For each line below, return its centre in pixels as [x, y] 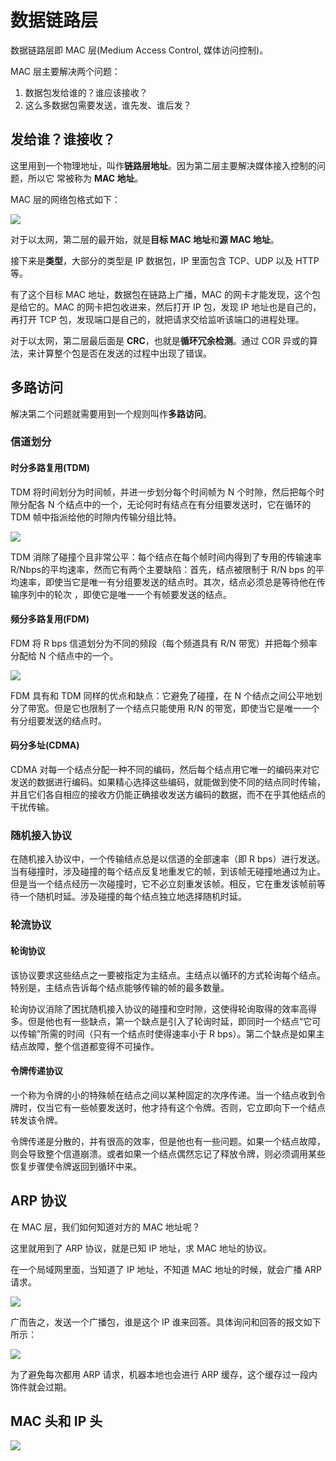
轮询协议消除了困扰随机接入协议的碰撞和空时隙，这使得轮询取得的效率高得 [163, 1008]
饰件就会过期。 [41, 1387]
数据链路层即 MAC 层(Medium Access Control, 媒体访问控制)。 [139, 50]
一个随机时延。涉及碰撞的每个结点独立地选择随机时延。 [132, 897]
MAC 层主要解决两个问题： [65, 71]
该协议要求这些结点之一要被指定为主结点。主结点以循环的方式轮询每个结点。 [168, 975]
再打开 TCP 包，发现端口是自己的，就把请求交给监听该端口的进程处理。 [157, 319]
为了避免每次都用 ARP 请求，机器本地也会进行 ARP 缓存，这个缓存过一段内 [164, 1374]
